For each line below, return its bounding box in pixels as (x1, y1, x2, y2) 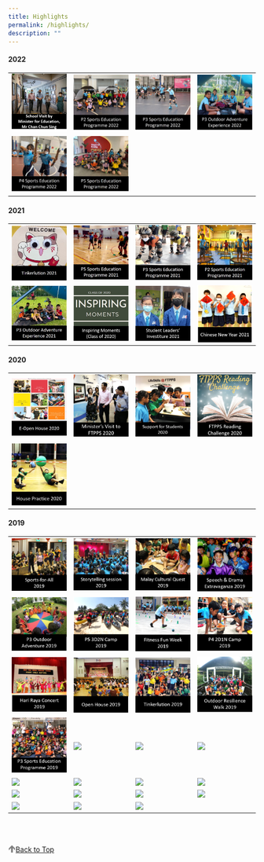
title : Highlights (8, 13, 68, 20)
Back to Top (15, 845, 55, 854)
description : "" (8, 29, 61, 37)
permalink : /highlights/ (8, 20, 90, 29)
